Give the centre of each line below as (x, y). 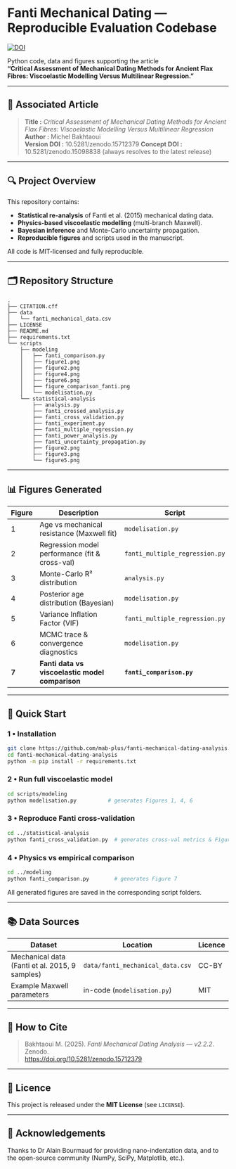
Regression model (70, 545)
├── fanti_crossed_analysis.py (78, 411)
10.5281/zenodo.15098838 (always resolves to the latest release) (118, 151)
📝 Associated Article (53, 104)
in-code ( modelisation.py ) (127, 990)
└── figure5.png (56, 461)
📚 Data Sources (43, 922)
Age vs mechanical (71, 525)
